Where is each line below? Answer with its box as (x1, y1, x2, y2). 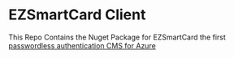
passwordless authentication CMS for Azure (8, 40, 156, 50)
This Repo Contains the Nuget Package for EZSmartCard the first (8, 32, 226, 42)
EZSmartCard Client (8, 6, 146, 24)
